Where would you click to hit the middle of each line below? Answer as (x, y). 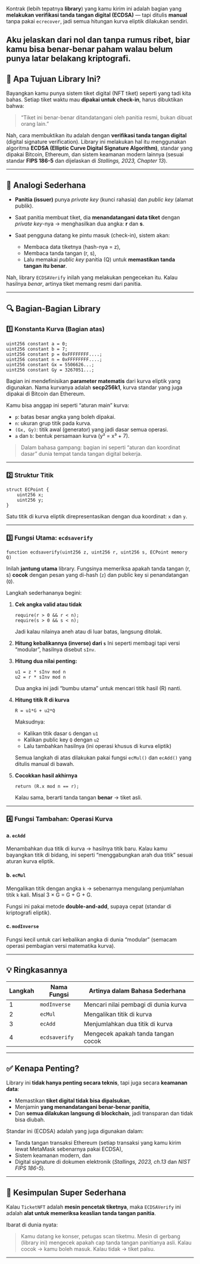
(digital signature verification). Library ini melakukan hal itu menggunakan (96, 142)
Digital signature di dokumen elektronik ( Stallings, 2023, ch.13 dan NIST (102, 1162)
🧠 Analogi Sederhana (46, 185)
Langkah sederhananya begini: (44, 593)
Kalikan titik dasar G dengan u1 (61, 734)
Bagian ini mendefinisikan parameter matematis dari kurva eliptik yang (93, 381)
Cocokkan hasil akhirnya (46, 775)
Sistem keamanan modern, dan (53, 1155)
